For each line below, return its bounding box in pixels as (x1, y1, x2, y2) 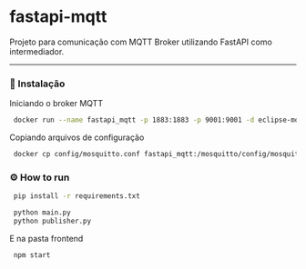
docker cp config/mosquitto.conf (13, 150, 141, 159)
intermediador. (9, 45, 65, 56)
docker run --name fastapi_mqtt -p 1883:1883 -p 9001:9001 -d (13, 115, 255, 125)
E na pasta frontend (9, 233, 84, 244)
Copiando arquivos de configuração (9, 132, 145, 143)
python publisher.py (13, 216, 92, 226)
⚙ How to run (9, 171, 70, 184)
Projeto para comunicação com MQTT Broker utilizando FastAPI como (9, 36, 273, 47)
